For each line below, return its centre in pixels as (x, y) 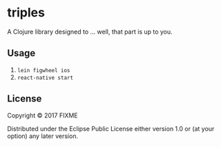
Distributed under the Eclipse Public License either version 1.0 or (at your (111, 128)
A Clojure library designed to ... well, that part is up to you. (90, 32)
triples (26, 13)
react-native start (45, 78)
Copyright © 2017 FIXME (42, 115)
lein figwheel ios (44, 70)
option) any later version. (42, 136)
